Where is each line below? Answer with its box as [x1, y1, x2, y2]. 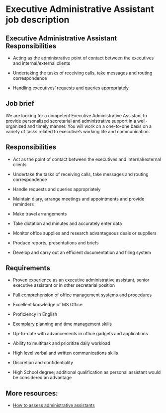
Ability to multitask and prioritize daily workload [12, 340, 111, 346]
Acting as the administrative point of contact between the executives [12, 55, 154, 61]
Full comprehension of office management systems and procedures [12, 292, 152, 298]
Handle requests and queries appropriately [12, 186, 101, 192]
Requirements [5, 264, 50, 272]
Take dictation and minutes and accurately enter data [12, 220, 122, 226]
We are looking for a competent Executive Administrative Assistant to [5, 112, 147, 118]
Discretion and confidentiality [12, 360, 74, 366]
